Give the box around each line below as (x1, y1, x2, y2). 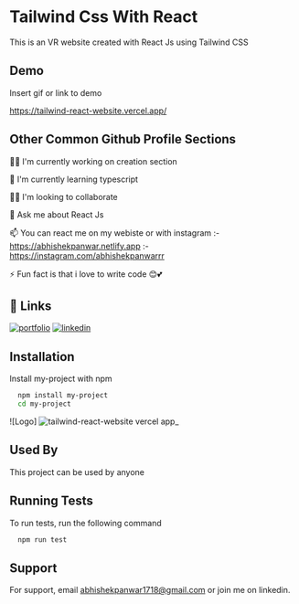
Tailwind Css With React (9, 6, 198, 27)
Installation (9, 349, 75, 365)
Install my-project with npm (9, 373, 112, 385)
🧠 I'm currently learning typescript (9, 174, 139, 185)
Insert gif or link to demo (9, 87, 102, 98)
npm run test (17, 535, 68, 545)
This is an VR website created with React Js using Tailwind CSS (9, 37, 249, 48)
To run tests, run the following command (9, 517, 162, 528)
